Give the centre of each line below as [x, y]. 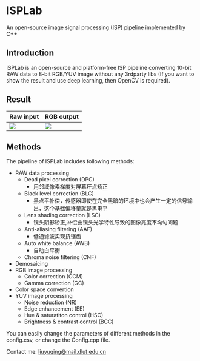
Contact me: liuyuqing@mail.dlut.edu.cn [56, 352]
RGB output [62, 116]
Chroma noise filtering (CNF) [60, 257]
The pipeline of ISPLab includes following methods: [70, 161]
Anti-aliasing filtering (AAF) [58, 229]
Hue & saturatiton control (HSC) [64, 315]
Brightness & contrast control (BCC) [69, 322]
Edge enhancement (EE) [54, 309]
